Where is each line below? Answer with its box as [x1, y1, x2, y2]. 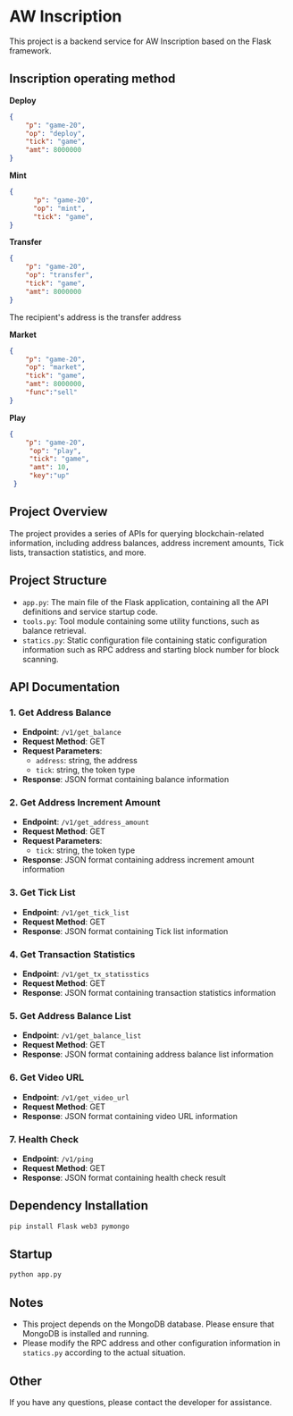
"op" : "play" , [29, 446, 82, 455]
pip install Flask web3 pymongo [9, 1222, 130, 1231]
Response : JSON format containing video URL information [21, 1110, 239, 1121]
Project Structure [9, 573, 107, 588]
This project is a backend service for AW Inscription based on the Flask [9, 36, 272, 46]
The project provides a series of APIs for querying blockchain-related [9, 527, 264, 538]
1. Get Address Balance [9, 706, 112, 719]
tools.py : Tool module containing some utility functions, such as [21, 615, 260, 627]
